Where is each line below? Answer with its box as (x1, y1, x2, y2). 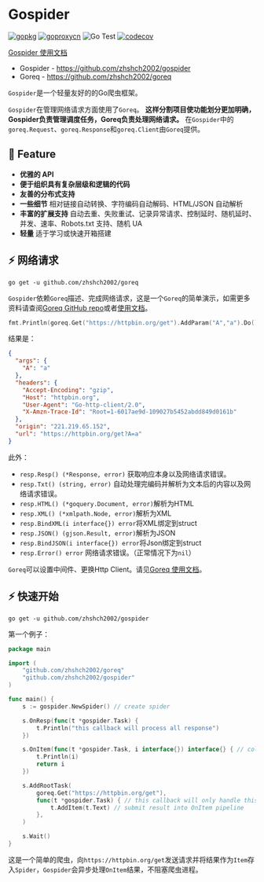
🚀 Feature (8, 148, 57, 161)
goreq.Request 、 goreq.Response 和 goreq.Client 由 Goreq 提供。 (8, 124, 205, 134)
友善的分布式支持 (19, 189, 75, 198)
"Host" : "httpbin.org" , (22, 393, 101, 402)
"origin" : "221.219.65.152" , (15, 423, 111, 431)
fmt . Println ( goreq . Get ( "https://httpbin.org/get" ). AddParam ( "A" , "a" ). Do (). (8, 318, 262, 327)
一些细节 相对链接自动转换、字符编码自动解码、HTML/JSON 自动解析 (19, 199, 244, 208)
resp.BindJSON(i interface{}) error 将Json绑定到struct (19, 538, 202, 547)
